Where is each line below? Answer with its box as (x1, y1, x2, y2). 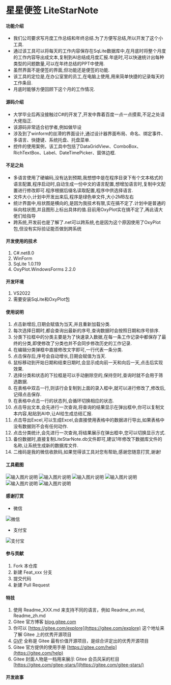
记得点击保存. (13, 391, 42, 397)
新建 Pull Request (13, 582, 50, 588)
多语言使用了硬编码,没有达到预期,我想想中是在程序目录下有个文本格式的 (13, 174, 163, 180)
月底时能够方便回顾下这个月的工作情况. (13, 86, 95, 92)
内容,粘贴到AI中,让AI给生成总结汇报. (17, 411, 93, 417)
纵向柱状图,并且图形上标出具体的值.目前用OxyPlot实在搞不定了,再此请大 (13, 206, 163, 212)
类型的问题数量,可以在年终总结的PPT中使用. (13, 61, 105, 67)
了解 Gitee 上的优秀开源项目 (13, 631, 72, 637)
